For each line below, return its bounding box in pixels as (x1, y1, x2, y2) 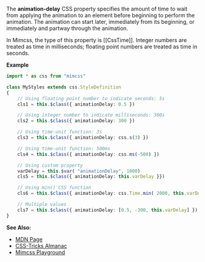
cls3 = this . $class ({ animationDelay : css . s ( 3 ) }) (17, 134, 149, 140)
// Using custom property (17, 162, 84, 169)
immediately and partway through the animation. (6, 24, 128, 32)
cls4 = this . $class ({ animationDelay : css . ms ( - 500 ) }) (17, 151, 160, 158)
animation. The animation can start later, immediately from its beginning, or (6, 18, 195, 25)
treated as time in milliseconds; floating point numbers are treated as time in (6, 43, 198, 50)
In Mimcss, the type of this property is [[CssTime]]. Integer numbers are (6, 37, 187, 43)
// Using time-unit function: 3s (17, 129, 103, 135)
